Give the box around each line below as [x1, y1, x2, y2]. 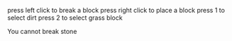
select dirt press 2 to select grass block [7, 13, 123, 22]
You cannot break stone [7, 28, 77, 35]
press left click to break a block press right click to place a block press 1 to [7, 6, 226, 14]
